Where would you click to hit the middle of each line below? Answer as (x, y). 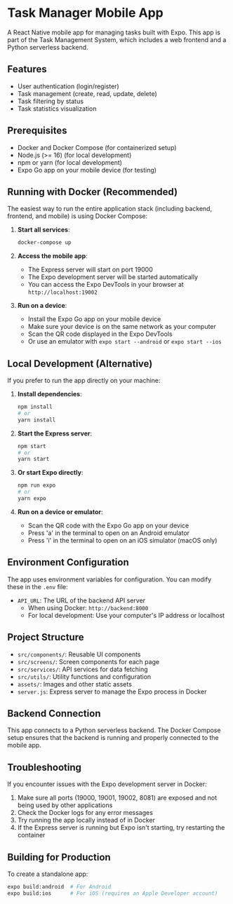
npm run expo (36, 485)
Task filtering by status (51, 101)
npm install (35, 407)
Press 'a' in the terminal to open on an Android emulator (109, 533)
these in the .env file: (38, 586)
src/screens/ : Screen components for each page (88, 661)
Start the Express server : (55, 433)
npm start (32, 446)
